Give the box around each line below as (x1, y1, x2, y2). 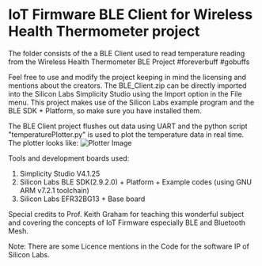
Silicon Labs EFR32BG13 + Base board (19, 194, 146, 203)
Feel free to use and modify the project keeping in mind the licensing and (8, 72, 247, 82)
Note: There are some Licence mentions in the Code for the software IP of (8, 241, 249, 251)
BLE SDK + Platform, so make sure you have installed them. (8, 105, 202, 116)
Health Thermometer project (8, 22, 200, 40)
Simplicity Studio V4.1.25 (19, 169, 101, 178)
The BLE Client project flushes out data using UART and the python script (8, 121, 248, 131)
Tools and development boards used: (8, 153, 130, 163)
